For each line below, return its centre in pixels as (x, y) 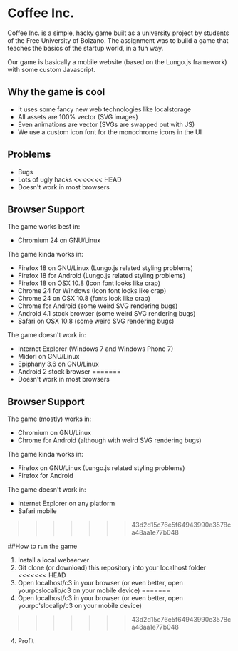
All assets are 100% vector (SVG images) (78, 116)
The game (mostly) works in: (50, 419)
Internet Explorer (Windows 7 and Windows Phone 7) (95, 349)
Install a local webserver (53, 560)
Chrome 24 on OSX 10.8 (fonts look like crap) (84, 299)
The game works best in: (44, 227)
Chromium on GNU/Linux (54, 433)
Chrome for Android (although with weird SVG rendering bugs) (109, 440)
